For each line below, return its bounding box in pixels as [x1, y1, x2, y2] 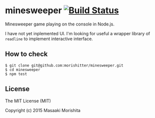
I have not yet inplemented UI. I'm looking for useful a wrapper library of [5, 30, 150, 36]
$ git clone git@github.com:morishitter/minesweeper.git [5, 63, 124, 68]
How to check [5, 50, 48, 58]
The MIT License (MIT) [5, 98, 51, 104]
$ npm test [5, 71, 27, 76]
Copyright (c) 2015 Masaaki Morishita [5, 107, 81, 113]
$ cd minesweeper [5, 67, 41, 72]
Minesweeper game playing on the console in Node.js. [5, 21, 115, 27]
